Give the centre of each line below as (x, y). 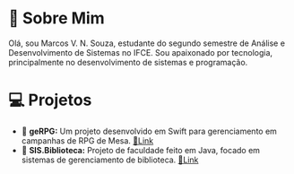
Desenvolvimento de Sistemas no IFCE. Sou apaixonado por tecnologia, (141, 52)
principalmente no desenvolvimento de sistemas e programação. (128, 62)
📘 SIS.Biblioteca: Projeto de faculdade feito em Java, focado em (141, 150)
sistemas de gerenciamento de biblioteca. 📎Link (110, 160)
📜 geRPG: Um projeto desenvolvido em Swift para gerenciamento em (149, 131)
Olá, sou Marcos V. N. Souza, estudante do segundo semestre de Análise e (147, 43)
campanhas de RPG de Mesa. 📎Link (87, 140)
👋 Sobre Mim (56, 18)
